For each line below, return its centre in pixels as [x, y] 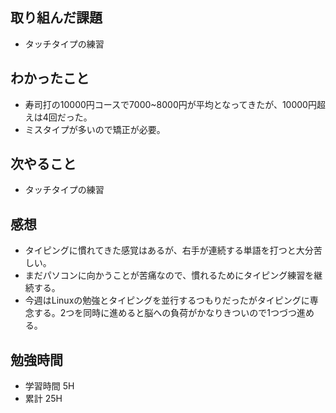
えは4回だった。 [58, 117]
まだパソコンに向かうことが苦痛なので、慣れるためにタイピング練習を [169, 275]
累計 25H [43, 399]
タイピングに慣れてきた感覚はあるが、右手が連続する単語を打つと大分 [169, 250]
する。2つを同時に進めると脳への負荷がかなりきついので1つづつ [165, 313]
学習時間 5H [49, 386]
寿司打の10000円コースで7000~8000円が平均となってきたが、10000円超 [175, 104]
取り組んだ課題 [56, 18]
